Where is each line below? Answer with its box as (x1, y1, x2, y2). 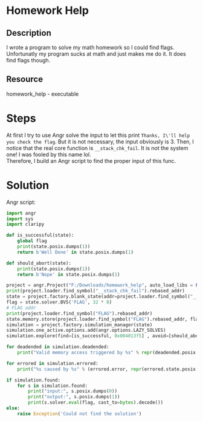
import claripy (6, 222, 45, 228)
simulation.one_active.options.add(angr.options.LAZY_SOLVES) (6, 328, 166, 334)
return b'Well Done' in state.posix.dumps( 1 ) (17, 249, 134, 255)
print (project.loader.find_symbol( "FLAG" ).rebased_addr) (6, 310, 153, 317)
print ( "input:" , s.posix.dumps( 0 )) (28, 388, 118, 394)
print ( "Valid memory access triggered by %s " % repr (17, 349, 153, 356)
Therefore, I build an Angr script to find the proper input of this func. (6, 157, 176, 164)
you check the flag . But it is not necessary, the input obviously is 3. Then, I (6, 137, 195, 145)
